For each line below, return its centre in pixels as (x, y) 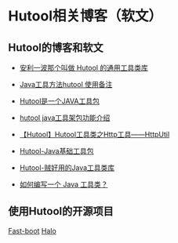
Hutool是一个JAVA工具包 (59, 101)
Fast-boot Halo (32, 230)
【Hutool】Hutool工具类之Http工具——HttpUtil (94, 134)
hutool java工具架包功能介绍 (65, 118)
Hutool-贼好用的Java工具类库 (67, 168)
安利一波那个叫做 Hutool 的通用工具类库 (84, 68)
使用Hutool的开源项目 (61, 211)
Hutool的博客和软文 (56, 47)
